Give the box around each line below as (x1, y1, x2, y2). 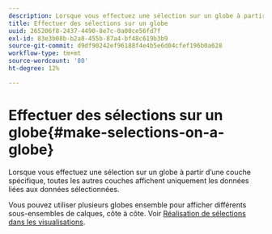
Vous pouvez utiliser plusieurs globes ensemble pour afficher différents (8, 199, 247, 210)
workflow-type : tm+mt (8, 49, 82, 57)
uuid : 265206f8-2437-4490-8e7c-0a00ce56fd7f (8, 27, 161, 35)
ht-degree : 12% (8, 65, 60, 73)
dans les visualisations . (8, 217, 86, 227)
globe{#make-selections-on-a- (8, 123, 225, 141)
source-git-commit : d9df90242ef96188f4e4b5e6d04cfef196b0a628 (8, 42, 223, 50)
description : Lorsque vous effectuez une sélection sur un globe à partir (8, 11, 266, 20)
